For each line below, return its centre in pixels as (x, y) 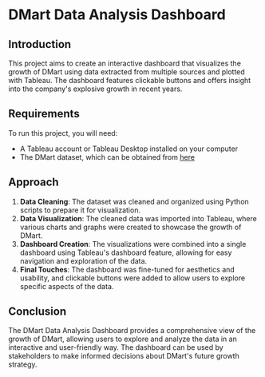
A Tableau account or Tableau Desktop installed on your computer (129, 149)
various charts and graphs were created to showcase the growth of (131, 227)
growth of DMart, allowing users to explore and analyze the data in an (123, 339)
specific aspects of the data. (67, 286)
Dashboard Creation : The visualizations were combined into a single (133, 244)
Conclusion (38, 312)
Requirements (44, 114)
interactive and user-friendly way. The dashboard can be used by (116, 347)
